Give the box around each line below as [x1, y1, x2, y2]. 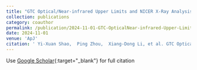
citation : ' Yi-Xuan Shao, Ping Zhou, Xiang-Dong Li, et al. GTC [6, 41, 175, 47]
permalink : [6, 24, 33, 31]
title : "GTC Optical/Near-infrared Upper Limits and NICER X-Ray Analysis [6, 8, 193, 15]
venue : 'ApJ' [6, 36, 38, 41]
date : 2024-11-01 [6, 30, 49, 36]
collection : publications [6, 14, 69, 20]
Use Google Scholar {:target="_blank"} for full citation [6, 57, 135, 64]
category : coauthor [6, 19, 54, 25]
